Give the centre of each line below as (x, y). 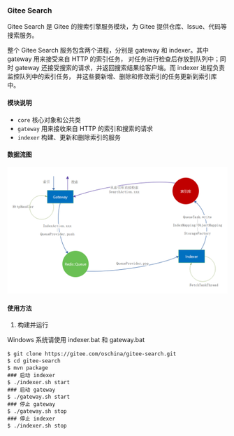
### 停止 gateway (31, 404)
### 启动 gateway (31, 390)
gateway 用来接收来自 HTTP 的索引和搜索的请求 (85, 128)
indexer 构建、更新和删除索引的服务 (69, 137)
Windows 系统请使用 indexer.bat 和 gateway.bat (76, 340)
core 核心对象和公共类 (49, 120)
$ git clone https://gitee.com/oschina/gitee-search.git (92, 354)
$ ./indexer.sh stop (37, 426)
